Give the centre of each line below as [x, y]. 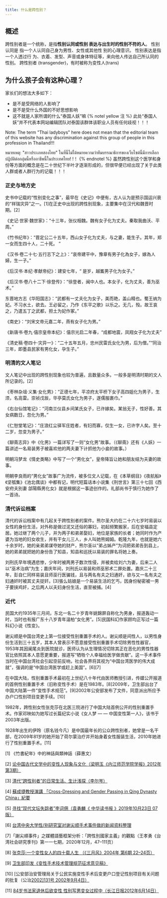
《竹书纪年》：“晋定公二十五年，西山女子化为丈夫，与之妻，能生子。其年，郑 [83, 237]
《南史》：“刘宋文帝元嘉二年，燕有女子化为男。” [53, 321]
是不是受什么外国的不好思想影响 [45, 110]
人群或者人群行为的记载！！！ [36, 171]
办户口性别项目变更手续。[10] [35, 697]
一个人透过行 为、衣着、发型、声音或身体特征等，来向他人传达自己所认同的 [82, 57]
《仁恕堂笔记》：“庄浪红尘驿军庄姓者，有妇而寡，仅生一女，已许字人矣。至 [81, 425]
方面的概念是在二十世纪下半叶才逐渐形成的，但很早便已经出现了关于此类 [88, 165]
